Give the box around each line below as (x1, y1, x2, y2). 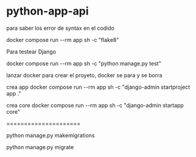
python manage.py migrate (6, 143, 74, 150)
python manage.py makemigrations (6, 131, 96, 139)
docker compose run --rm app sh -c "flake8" (6, 36, 119, 43)
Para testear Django (6, 47, 57, 55)
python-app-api (6, 4, 89, 18)
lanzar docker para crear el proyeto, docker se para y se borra (6, 71, 163, 78)
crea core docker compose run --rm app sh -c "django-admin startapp (6, 102, 184, 109)
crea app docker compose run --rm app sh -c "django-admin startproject (6, 83, 191, 91)
